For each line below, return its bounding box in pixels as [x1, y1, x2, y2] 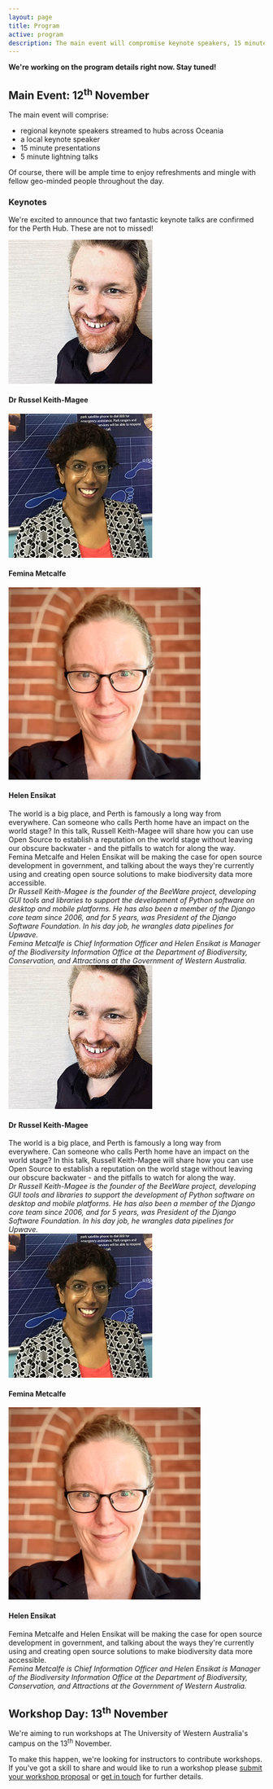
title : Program [8, 21, 60, 30]
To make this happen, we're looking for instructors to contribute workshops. [8, 1755, 262, 1765]
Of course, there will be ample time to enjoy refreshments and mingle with [8, 168, 256, 178]
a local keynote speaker [19, 134, 100, 144]
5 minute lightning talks [19, 151, 99, 162]
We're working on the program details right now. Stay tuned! [8, 62, 217, 72]
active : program [8, 30, 63, 38]
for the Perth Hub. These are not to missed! [8, 224, 154, 234]
